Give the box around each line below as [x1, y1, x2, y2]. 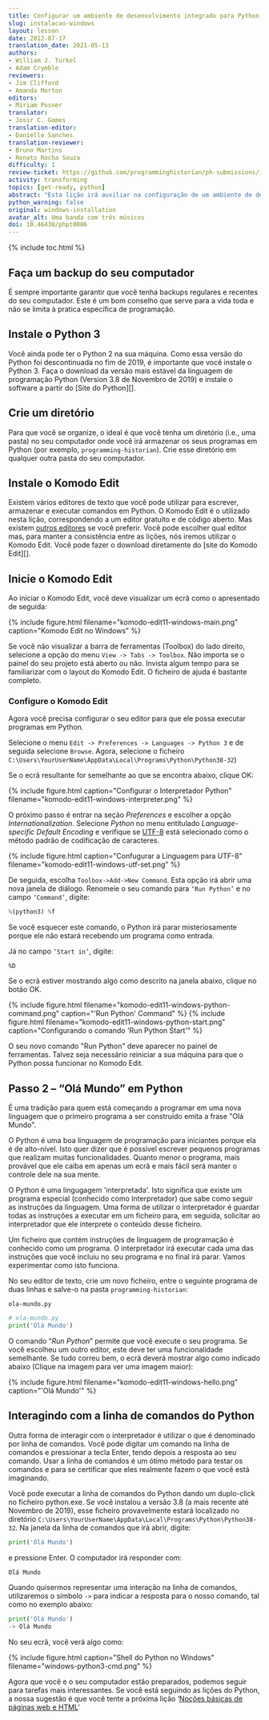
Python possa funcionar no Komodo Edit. [8, 1059, 144, 1068]
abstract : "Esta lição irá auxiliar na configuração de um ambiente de [8, 190, 252, 199]
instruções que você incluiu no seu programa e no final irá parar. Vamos [8, 1252, 246, 1262]
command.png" [8, 1009, 60, 1019]
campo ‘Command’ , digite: [8, 893, 90, 902]
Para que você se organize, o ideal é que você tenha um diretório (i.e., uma [8, 427, 256, 437]
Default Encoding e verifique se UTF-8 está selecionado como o [35, 827, 249, 837]
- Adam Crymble [8, 64, 59, 72]
